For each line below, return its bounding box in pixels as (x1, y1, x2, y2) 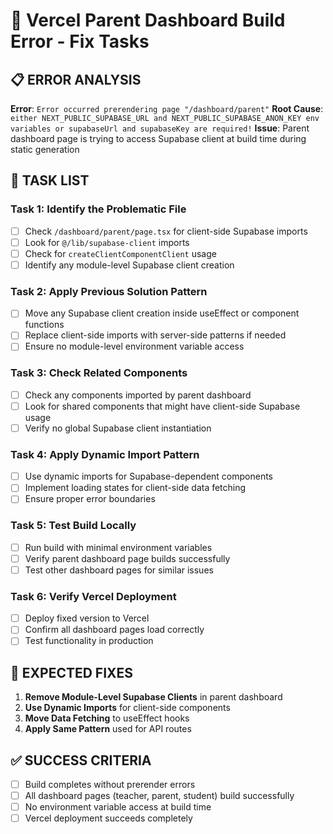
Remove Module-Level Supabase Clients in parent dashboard (24, 691, 283, 703)
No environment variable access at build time (24, 801, 212, 813)
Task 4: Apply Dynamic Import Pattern (10, 447, 200, 461)
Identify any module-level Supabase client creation (24, 259, 235, 271)
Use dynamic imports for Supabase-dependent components (24, 470, 273, 483)
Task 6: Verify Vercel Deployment (10, 589, 177, 603)
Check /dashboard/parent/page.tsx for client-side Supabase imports (24, 225, 308, 237)
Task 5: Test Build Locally (10, 519, 137, 533)
